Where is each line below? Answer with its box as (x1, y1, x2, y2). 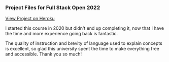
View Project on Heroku (5, 16, 55, 22)
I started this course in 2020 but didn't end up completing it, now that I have (5, 25, 164, 31)
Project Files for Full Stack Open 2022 (5, 4, 100, 11)
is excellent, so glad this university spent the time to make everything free (5, 46, 160, 52)
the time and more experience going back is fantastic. (5, 31, 118, 37)
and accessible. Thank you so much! (5, 51, 82, 57)
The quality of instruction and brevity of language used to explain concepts (5, 40, 162, 46)
